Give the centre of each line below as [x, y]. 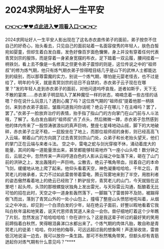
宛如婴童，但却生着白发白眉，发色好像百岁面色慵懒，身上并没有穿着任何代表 [82, 52]
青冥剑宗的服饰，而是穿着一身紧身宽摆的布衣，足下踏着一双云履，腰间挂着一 [82, 58]
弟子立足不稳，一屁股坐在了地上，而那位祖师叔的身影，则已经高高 [88, 132]
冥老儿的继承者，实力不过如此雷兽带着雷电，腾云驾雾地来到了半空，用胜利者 [82, 174]
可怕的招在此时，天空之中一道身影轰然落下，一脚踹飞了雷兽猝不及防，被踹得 [82, 193]
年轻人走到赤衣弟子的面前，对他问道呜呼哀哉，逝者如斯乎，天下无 [91, 89]
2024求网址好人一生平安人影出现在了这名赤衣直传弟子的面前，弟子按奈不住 [81, 40]
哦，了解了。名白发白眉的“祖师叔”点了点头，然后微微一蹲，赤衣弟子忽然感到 [82, 119]
